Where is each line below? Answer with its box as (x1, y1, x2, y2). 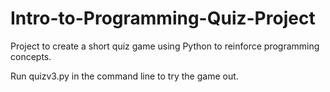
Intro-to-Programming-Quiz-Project (10, 7, 316, 30)
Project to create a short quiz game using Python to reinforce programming (10, 40, 320, 52)
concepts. (10, 50, 52, 62)
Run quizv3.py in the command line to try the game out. (10, 70, 239, 82)
